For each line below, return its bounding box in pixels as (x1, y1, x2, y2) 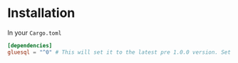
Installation (7, 5, 76, 21)
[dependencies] (7, 42, 53, 49)
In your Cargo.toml (7, 28, 62, 37)
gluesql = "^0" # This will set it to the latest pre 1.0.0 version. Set (7, 48, 232, 56)
